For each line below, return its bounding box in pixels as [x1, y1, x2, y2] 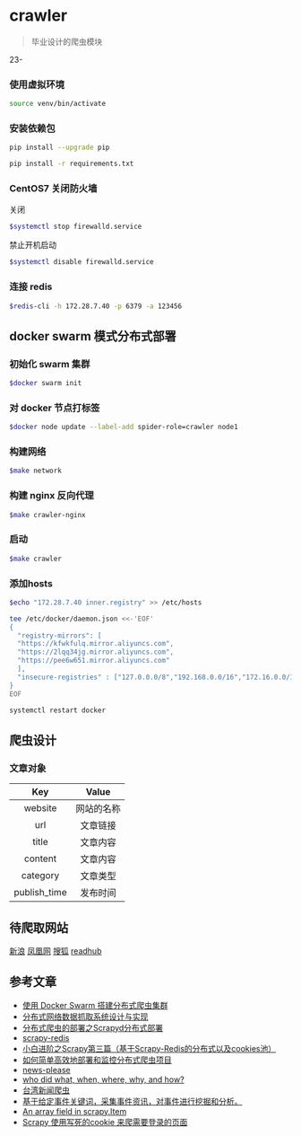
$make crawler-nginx [9, 510, 87, 519]
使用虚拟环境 [9, 78, 65, 91]
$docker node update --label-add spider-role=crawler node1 [9, 423, 239, 432]
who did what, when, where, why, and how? [21, 1074, 185, 1085]
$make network [9, 466, 63, 476]
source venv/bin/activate [9, 100, 106, 109]
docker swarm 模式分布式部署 [9, 329, 176, 344]
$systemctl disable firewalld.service [9, 258, 154, 267]
